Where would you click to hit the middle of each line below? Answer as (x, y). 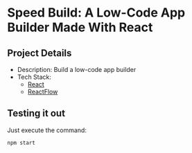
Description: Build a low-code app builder (77, 70)
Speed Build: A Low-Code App (96, 13)
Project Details (40, 53)
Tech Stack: (34, 77)
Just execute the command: (47, 130)
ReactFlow (43, 92)
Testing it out (36, 113)
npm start (21, 143)
